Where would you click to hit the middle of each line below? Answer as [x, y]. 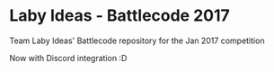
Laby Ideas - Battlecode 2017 [120, 16]
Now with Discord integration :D [68, 58]
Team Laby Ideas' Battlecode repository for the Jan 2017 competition [137, 40]
